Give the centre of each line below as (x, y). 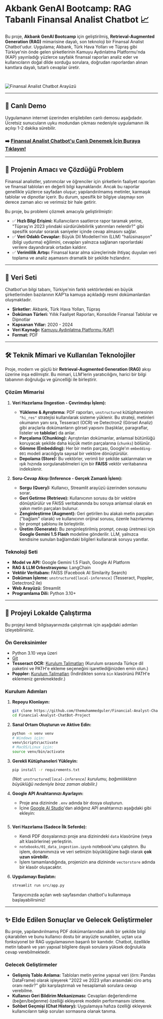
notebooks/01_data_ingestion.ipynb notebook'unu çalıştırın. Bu (82, 847)
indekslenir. (31, 469)
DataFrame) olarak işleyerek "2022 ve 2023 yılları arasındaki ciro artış (82, 980)
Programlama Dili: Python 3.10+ (44, 593)
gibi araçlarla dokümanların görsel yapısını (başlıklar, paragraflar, (84, 427)
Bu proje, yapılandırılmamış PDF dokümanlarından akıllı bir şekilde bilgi (75, 932)
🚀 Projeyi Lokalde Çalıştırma (48, 613)
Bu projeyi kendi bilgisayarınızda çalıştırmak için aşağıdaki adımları (71, 625)
